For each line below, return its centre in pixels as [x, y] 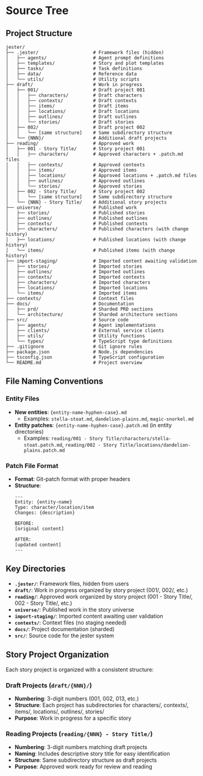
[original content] [39, 529]
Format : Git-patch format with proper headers [72, 479]
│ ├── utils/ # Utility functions [76, 336]
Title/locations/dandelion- [155, 445]
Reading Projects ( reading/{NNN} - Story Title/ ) [79, 734]
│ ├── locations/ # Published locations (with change [96, 240]
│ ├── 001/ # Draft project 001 [76, 90]
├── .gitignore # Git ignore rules [74, 346]
